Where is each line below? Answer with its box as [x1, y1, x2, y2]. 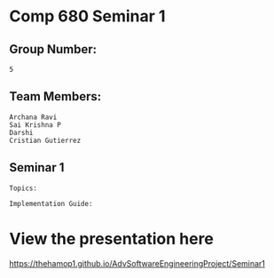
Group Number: [9, 42, 98, 57]
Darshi [9, 128, 34, 137]
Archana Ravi [9, 113, 58, 122]
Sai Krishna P [9, 120, 62, 130]
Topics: [9, 184, 38, 193]
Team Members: [9, 89, 102, 104]
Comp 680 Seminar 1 [9, 6, 166, 27]
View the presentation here [9, 228, 215, 249]
